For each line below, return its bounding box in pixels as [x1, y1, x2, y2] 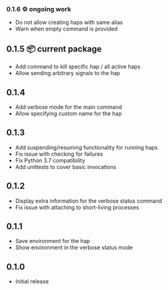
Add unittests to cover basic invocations [15, 163, 117, 170]
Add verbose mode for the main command [15, 103, 122, 111]
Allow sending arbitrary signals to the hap [15, 70, 120, 77]
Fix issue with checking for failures [15, 150, 103, 158]
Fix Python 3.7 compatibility [15, 156, 86, 164]
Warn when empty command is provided [15, 25, 118, 32]
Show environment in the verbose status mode [15, 244, 133, 252]
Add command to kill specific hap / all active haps [15, 63, 141, 70]
